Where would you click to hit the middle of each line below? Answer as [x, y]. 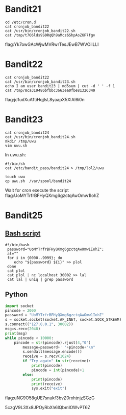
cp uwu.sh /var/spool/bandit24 [38, 181]
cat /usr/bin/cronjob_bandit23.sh [40, 82]
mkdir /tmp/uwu [21, 141]
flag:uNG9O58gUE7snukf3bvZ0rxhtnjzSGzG [50, 398]
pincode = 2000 [21, 310]
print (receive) [47, 384]
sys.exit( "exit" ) [49, 388]
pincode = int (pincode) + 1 [58, 370]
